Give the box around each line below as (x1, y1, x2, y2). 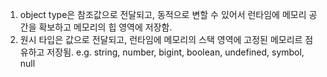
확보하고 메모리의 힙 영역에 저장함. (38, 21, 173, 33)
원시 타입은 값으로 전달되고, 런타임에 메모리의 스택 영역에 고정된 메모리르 (19, 34, 303, 45)
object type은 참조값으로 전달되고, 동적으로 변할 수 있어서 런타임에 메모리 (19, 9, 307, 20)
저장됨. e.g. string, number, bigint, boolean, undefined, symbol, (46, 46, 305, 58)
